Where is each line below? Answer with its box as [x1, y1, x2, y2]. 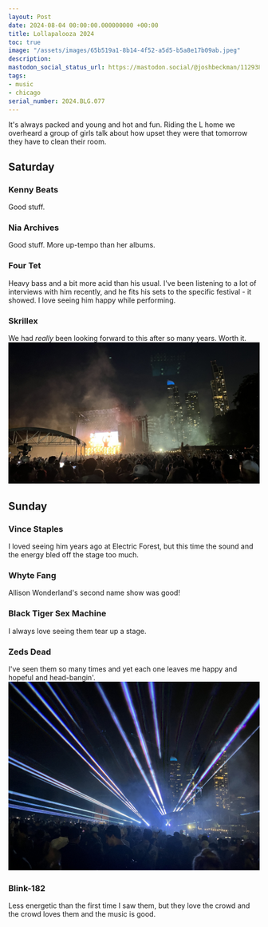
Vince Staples [8, 523, 64, 534]
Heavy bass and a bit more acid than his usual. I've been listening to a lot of [8, 278, 257, 287]
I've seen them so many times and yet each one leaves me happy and [8, 664, 238, 674]
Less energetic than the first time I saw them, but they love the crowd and [8, 901, 250, 910]
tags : [8, 72, 26, 80]
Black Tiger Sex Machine [8, 608, 107, 619]
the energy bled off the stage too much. [8, 550, 140, 560]
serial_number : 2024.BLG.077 [8, 97, 105, 105]
